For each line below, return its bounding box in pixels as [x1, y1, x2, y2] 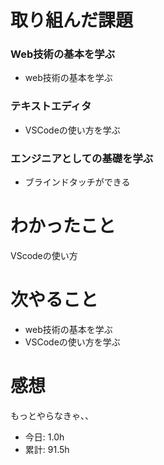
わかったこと [10, 215, 117, 238]
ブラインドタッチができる [24, 176, 131, 188]
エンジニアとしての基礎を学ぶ [10, 151, 154, 165]
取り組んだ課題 [10, 9, 134, 32]
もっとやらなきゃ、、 [10, 409, 94, 421]
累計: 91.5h [24, 443, 70, 455]
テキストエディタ [10, 99, 92, 113]
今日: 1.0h [24, 431, 65, 443]
